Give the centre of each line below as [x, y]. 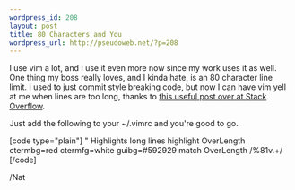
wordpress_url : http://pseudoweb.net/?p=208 [94, 43]
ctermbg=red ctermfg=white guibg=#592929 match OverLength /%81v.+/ [146, 151]
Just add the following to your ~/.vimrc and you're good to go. [124, 124]
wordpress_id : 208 [43, 17]
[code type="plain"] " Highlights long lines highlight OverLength [127, 141]
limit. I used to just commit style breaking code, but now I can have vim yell [148, 87]
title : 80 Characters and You [66, 34]
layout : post [34, 26]
